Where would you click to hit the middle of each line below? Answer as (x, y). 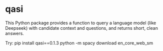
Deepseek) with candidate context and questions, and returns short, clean (82, 28)
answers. (14, 33)
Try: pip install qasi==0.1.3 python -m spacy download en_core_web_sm (79, 43)
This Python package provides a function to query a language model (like (81, 23)
